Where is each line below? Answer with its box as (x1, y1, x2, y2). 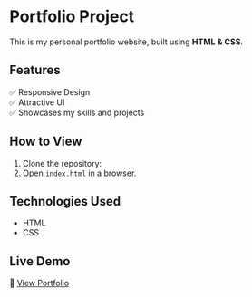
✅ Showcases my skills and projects (9, 107, 145, 118)
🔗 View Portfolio (9, 278, 70, 289)
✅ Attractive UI (9, 97, 65, 108)
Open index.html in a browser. (22, 168, 137, 178)
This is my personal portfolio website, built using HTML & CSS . (9, 36, 243, 47)
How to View (9, 134, 82, 149)
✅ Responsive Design (9, 86, 91, 97)
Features (9, 62, 61, 78)
